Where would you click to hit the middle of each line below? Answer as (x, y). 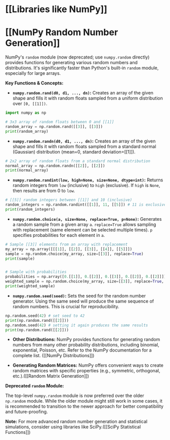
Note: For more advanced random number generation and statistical (76, 422)
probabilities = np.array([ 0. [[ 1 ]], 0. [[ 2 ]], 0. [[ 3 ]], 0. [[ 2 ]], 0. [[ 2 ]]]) (86, 277)
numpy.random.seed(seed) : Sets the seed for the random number (79, 296)
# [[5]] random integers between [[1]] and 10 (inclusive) (69, 200)
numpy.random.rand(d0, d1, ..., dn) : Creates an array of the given (83, 93)
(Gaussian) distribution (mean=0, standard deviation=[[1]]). (74, 152)
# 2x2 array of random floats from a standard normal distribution (78, 161)
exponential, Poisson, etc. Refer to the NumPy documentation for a (82, 350)
